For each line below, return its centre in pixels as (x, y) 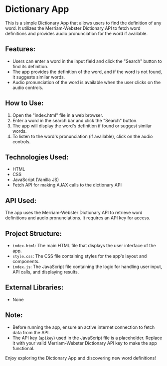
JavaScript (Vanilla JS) (36, 180)
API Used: (21, 201)
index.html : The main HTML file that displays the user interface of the (84, 245)
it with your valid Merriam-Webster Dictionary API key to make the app (84, 343)
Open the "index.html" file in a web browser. (58, 115)
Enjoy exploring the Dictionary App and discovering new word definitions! (81, 358)
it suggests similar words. (39, 77)
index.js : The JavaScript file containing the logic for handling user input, (87, 267)
